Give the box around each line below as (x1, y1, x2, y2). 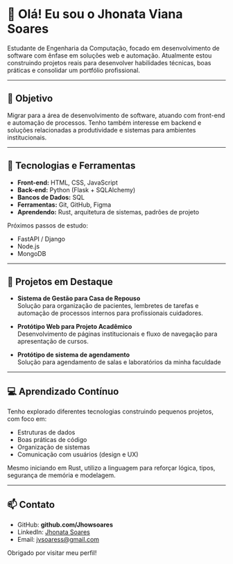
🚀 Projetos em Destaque (7, 275, 113, 287)
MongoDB (17, 249, 46, 257)
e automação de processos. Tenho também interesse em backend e (7, 118, 202, 127)
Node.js (17, 242, 40, 250)
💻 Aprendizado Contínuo (7, 385, 119, 398)
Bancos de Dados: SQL (17, 193, 85, 201)
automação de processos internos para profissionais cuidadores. (17, 309, 203, 318)
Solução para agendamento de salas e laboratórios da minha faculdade (17, 358, 221, 366)
